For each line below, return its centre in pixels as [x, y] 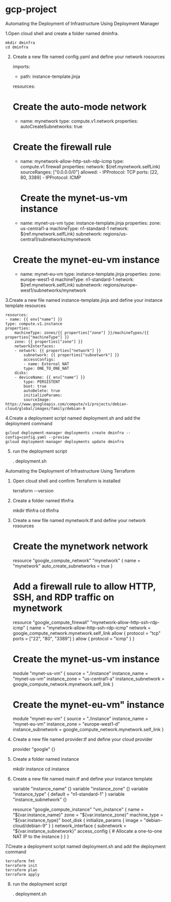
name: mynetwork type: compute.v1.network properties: [79, 121]
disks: [21, 373]
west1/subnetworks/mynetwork [53, 290]
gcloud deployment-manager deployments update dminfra [65, 442]
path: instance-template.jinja [50, 76]
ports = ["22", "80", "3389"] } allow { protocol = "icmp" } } [74, 638]
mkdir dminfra [20, 43]
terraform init [21, 866]
